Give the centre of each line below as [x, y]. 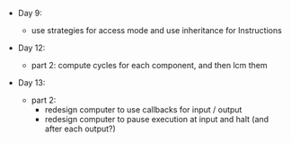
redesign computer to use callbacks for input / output [143, 110]
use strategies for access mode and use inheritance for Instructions [157, 30]
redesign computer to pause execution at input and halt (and [157, 119]
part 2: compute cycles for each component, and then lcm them [149, 65]
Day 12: [31, 48]
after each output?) [80, 129]
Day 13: [31, 83]
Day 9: [30, 13]
